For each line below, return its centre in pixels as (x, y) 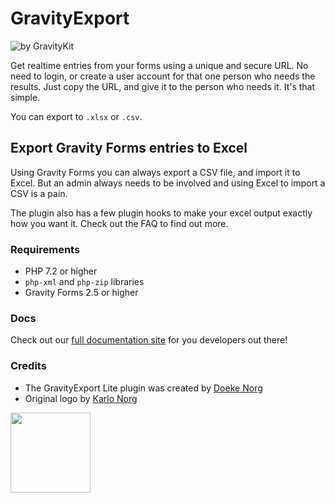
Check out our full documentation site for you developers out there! (149, 340)
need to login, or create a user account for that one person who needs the (163, 76)
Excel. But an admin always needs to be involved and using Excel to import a (168, 183)
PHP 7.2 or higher (61, 271)
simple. (25, 97)
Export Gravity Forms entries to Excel (129, 148)
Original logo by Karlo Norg (81, 398)
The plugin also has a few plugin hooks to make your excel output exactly (161, 213)
